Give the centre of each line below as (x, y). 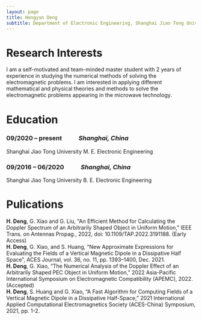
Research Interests (54, 53)
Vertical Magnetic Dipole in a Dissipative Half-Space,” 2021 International (96, 298)
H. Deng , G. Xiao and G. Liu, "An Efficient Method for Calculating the (91, 221)
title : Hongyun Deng (32, 17)
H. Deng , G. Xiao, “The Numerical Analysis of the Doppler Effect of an (93, 266)
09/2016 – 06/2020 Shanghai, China (69, 167)
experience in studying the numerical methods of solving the (81, 76)
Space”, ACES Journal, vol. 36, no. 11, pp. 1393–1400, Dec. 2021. (86, 260)
